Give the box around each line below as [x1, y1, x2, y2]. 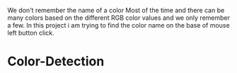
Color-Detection [7, 53, 105, 69]
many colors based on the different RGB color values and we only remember [7, 13, 231, 22]
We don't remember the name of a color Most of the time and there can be [7, 6, 225, 14]
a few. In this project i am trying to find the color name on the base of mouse [7, 21, 230, 29]
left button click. [7, 28, 54, 37]
